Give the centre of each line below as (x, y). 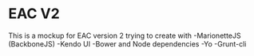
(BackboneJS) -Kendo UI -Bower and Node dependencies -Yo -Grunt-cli (127, 43)
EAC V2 (34, 14)
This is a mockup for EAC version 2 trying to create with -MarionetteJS (125, 35)
